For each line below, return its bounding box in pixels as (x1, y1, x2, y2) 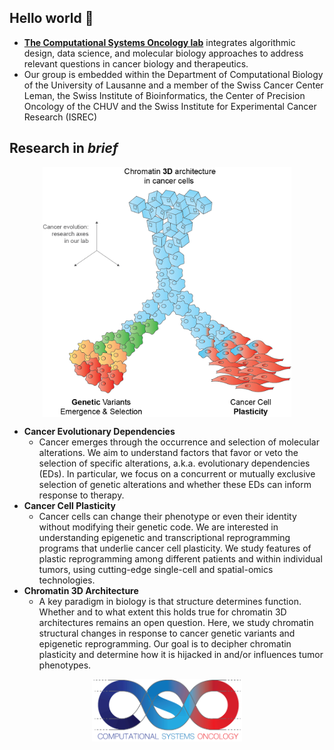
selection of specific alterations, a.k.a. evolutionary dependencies (38, 457, 311, 469)
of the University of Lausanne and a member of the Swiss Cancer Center (23, 79, 324, 91)
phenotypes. (38, 659, 92, 671)
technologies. (38, 574, 96, 586)
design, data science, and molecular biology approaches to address (23, 47, 304, 59)
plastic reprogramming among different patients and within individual (38, 552, 323, 565)
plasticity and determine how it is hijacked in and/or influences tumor (38, 648, 324, 660)
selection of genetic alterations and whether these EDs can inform (38, 478, 312, 490)
